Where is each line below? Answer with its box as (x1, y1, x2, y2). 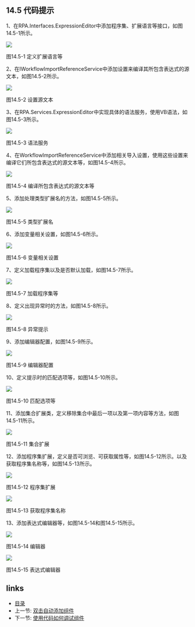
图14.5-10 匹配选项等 (6, 397, 56, 404)
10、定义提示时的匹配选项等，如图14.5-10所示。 (6, 374, 121, 381)
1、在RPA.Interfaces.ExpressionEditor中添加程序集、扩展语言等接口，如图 (6, 22, 183, 29)
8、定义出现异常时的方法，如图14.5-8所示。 (6, 302, 112, 309)
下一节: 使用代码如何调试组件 (14, 614, 85, 621)
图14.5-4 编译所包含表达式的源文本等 (6, 182, 95, 189)
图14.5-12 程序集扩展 (6, 483, 56, 490)
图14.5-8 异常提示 (6, 325, 48, 332)
